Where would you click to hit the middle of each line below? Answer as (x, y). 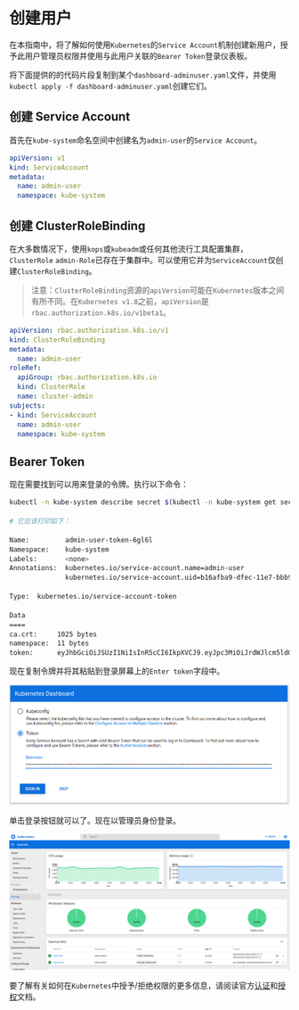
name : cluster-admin (55, 397)
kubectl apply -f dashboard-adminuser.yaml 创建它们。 (110, 86)
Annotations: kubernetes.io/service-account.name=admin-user (127, 568)
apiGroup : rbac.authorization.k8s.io (87, 377)
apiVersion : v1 (37, 158)
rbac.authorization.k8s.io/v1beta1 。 (101, 312)
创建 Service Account (70, 117)
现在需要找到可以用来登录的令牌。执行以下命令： (99, 484)
